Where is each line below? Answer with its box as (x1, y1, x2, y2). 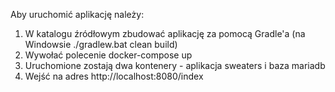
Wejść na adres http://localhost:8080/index (24, 70, 204, 82)
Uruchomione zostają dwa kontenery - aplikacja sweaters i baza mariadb (24, 60, 326, 71)
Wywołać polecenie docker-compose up (24, 49, 193, 61)
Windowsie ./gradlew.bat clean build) (24, 39, 178, 50)
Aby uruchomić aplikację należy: (10, 9, 145, 20)
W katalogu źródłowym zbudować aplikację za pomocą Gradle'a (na (24, 28, 306, 39)
